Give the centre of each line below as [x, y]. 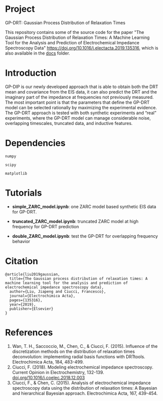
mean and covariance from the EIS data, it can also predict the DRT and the [81, 92]
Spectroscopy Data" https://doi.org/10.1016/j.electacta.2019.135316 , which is [82, 48]
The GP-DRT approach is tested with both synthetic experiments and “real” [81, 113]
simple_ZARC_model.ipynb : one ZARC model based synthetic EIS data [84, 206]
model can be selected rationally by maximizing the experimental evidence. [81, 107]
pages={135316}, [26, 300]
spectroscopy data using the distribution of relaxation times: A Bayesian [85, 388]
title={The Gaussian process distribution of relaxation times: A [79, 278]
